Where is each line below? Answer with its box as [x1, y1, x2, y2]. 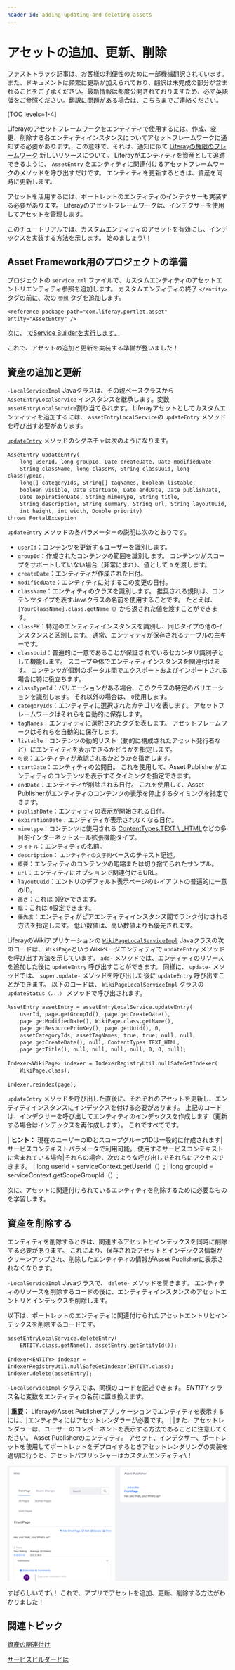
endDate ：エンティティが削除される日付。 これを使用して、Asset [17, 780, 205, 789]
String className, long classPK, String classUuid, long [20, 465, 190, 473]
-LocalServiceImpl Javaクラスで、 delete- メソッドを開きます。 [7, 1279, 193, 1287]
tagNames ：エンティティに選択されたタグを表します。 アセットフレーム [17, 719, 222, 728]
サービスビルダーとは [7, 1655, 69, 1664]
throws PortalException [7, 514, 77, 522]
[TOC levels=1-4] [7, 110, 57, 118]
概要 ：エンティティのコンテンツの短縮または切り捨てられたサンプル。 [17, 859, 218, 868]
